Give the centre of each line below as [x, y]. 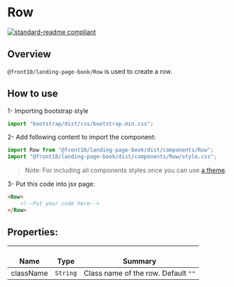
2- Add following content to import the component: [82, 137]
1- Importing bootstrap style [48, 111]
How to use [33, 94]
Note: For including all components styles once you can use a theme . [126, 170]
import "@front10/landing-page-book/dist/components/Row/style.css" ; [112, 157]
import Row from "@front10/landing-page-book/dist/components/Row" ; [111, 150]
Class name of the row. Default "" [140, 273]
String [66, 273]
